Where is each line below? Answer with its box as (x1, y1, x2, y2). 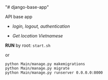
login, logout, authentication (12, 23, 70, 29)
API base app (5, 14, 33, 19)
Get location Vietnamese (12, 33, 63, 39)
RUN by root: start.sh (5, 42, 51, 48)
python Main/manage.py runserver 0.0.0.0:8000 (5, 70, 103, 75)
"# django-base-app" (5, 4, 49, 10)
